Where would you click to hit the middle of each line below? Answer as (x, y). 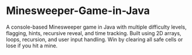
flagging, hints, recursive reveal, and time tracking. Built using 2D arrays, (94, 33)
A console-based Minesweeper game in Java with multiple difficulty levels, (97, 27)
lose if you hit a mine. (32, 46)
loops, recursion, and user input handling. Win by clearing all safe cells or (95, 39)
